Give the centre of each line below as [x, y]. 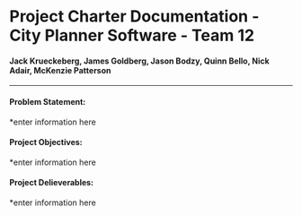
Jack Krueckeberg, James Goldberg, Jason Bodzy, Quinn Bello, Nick [139, 61]
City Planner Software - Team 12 [132, 35]
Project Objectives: [46, 142]
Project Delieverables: [52, 183]
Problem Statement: [48, 101]
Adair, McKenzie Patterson [60, 70]
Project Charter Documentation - [134, 17]
